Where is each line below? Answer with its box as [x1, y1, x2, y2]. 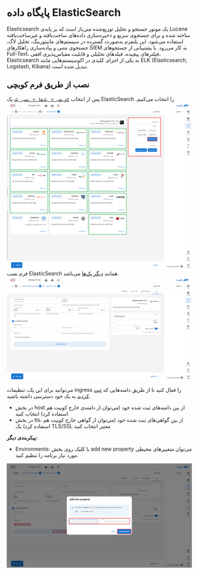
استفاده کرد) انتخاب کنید [15, 410, 69, 417]
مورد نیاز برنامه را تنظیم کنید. [15, 452, 79, 459]
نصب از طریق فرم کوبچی [6, 80, 90, 90]
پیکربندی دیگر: [6, 434, 38, 441]
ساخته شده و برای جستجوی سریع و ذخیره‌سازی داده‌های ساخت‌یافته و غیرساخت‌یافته [6, 31, 190, 38]
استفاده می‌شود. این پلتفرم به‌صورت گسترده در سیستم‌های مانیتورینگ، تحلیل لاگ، [6, 38, 184, 45]
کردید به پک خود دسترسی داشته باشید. [6, 392, 90, 400]
